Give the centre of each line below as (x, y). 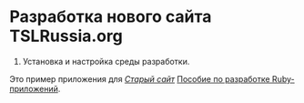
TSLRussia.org (66, 36)
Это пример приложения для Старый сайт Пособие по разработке (140, 78)
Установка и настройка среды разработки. (106, 61)
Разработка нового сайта (111, 17)
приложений (34, 88)
